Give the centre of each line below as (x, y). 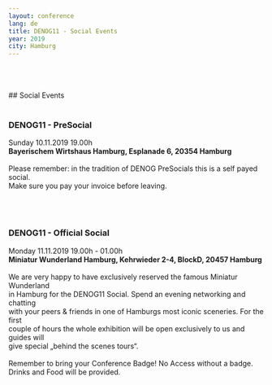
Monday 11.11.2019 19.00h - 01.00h (66, 251)
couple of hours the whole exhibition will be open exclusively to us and (127, 328)
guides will (26, 337)
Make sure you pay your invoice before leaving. (88, 186)
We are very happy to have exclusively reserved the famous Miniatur (123, 277)
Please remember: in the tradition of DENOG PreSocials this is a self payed (133, 168)
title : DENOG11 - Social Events (63, 31)
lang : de (23, 24)
